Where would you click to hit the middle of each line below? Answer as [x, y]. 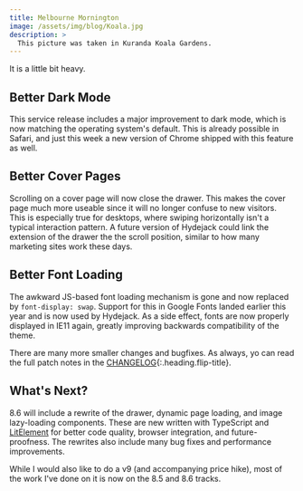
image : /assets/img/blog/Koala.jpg [76, 26]
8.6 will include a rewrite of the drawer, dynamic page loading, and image [146, 412]
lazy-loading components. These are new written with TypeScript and [139, 422]
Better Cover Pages [65, 176]
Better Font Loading [66, 275]
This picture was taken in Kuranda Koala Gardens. [115, 43]
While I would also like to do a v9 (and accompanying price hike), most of [146, 468]
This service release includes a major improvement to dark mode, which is [148, 120]
